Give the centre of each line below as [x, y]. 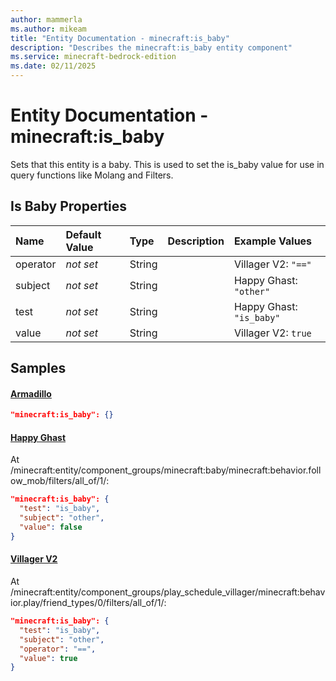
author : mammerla [46, 19]
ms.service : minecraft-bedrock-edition [93, 57]
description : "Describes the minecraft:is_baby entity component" [151, 47]
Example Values [273, 241]
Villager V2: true [272, 333]
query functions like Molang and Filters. [92, 175]
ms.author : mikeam [48, 29]
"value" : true [48, 658]
